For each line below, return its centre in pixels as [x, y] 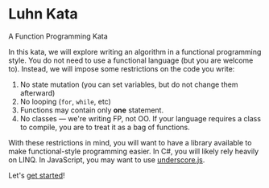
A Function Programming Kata [58, 36]
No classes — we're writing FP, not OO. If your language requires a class [141, 118]
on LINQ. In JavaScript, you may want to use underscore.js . [107, 159]
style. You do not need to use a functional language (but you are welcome [131, 60]
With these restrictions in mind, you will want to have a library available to [130, 142]
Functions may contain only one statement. [91, 110]
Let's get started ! [37, 175]
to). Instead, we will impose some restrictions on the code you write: [122, 68]
